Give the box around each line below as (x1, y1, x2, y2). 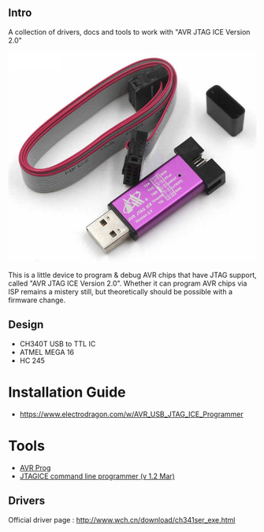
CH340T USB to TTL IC (19, 338, 96, 349)
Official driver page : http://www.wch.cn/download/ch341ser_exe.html (8, 515, 236, 524)
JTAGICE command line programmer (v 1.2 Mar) (19, 471, 175, 481)
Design (8, 318, 44, 331)
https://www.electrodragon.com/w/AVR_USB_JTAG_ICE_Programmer (19, 409, 244, 419)
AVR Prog (19, 463, 51, 472)
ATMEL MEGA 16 (19, 347, 75, 357)
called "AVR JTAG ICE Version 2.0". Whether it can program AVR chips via (8, 279, 247, 288)
